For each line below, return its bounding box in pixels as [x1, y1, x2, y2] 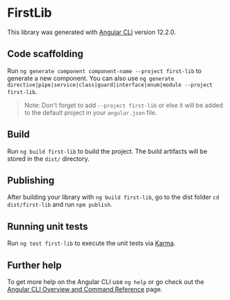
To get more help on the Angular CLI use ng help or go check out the [7, 278, 204, 286]
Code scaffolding [7, 48, 83, 60]
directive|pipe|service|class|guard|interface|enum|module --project [7, 81, 213, 88]
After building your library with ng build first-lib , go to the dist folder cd [7, 193, 220, 201]
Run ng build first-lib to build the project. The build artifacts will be [7, 147, 208, 155]
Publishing [7, 174, 55, 186]
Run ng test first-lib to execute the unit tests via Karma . [7, 239, 176, 248]
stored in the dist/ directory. [7, 155, 90, 163]
